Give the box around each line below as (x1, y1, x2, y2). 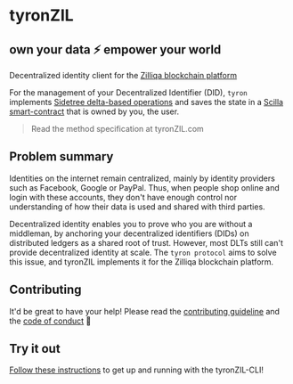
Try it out (9, 341, 61, 356)
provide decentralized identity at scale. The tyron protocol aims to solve (9, 247, 278, 257)
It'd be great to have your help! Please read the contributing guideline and (9, 306, 281, 316)
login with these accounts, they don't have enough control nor (9, 192, 238, 202)
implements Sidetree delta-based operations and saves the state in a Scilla (9, 97, 283, 107)
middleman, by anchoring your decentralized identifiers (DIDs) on (9, 228, 249, 239)
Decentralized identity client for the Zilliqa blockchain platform (9, 70, 238, 80)
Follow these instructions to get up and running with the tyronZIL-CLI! (9, 364, 265, 375)
